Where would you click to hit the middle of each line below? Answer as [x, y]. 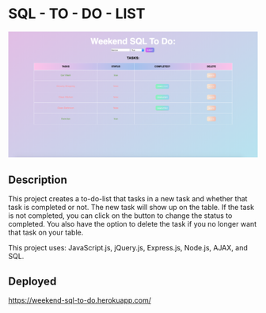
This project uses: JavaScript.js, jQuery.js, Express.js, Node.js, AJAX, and [128, 248]
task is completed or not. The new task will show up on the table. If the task [131, 208]
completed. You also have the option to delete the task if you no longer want [133, 224]
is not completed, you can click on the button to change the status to [120, 216]
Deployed [32, 281]
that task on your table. [46, 233]
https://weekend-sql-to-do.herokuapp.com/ [80, 300]
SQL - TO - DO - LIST [77, 14]
